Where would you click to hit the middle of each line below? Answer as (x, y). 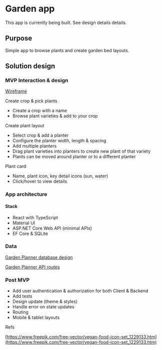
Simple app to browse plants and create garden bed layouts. (67, 50)
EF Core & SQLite (30, 233)
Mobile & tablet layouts (36, 317)
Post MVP (17, 280)
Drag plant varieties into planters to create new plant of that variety (81, 151)
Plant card (16, 166)
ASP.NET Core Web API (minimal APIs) (52, 228)
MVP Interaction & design (37, 81)
